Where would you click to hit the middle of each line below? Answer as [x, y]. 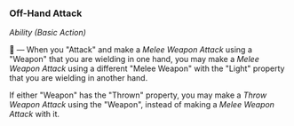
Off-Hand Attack [46, 13]
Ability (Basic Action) [48, 33]
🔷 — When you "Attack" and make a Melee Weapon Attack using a [131, 50]
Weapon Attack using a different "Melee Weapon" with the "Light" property [147, 68]
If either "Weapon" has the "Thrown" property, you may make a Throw [138, 95]
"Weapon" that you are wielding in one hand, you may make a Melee [134, 59]
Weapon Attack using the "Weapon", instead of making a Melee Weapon [142, 105]
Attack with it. [35, 114]
